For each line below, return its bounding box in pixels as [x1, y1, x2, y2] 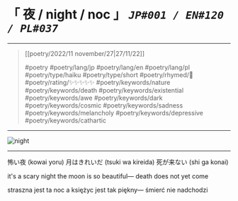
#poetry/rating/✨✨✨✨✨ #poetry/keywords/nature [24, 78, 171, 86]
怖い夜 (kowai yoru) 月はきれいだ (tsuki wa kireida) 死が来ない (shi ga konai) [7, 157, 229, 166]
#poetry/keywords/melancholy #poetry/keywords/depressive [24, 108, 204, 117]
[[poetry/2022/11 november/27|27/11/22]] [24, 49, 145, 57]
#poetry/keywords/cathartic [24, 116, 106, 125]
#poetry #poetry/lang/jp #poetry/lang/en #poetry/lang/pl [24, 63, 190, 71]
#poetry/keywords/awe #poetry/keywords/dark [24, 93, 163, 102]
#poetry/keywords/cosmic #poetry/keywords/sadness [24, 100, 183, 110]
